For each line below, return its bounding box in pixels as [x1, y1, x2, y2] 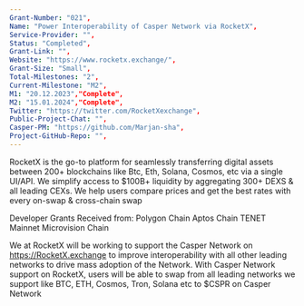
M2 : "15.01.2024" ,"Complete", [9, 97, 124, 107]
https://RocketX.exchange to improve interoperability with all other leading [9, 249, 288, 260]
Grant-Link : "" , [9, 47, 71, 56]
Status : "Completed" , [9, 38, 92, 48]
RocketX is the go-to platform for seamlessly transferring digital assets [9, 156, 274, 167]
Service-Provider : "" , [9, 30, 95, 39]
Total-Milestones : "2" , [9, 73, 100, 82]
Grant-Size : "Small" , [9, 64, 92, 74]
